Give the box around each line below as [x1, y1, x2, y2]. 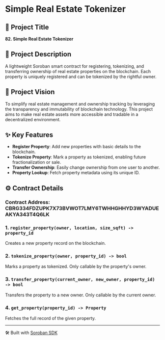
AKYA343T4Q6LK [5, 211, 50, 218]
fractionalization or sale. [12, 159, 61, 165]
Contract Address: [5, 199, 50, 206]
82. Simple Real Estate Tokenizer [5, 36, 74, 42]
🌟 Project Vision [5, 88, 55, 96]
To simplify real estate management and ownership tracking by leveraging [5, 101, 155, 106]
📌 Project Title [5, 23, 49, 31]
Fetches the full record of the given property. [5, 315, 96, 321]
